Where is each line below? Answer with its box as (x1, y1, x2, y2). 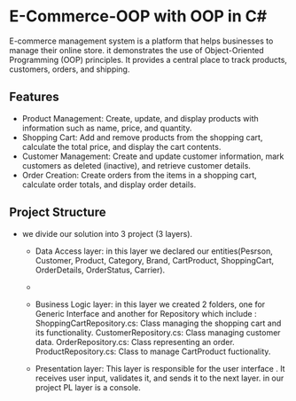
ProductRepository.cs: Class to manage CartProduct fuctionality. (35, 346, 271, 357)
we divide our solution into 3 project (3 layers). (21, 228, 193, 239)
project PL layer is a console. (35, 381, 142, 392)
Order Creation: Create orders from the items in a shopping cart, (21, 169, 257, 180)
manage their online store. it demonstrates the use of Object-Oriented (9, 44, 264, 55)
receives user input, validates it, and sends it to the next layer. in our (35, 373, 284, 383)
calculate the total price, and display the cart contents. (21, 141, 222, 152)
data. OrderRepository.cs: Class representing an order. (35, 336, 235, 347)
